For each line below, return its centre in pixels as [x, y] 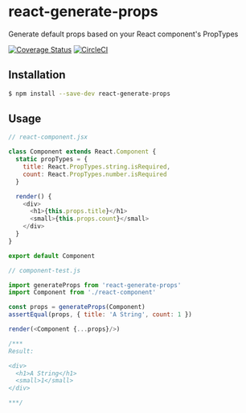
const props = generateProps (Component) [77, 307]
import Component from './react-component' [82, 293]
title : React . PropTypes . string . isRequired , [97, 167]
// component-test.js [45, 270]
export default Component [51, 256]
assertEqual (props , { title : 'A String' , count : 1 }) [100, 315]
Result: [21, 351]
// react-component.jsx [48, 137]
